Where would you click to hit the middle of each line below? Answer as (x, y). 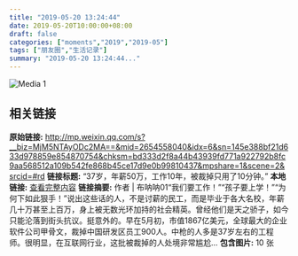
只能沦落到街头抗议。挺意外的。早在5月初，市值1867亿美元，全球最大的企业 (149, 220)
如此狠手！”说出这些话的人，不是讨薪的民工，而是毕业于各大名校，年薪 (155, 198)
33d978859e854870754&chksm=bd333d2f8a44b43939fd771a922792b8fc (148, 156)
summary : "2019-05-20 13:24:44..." (75, 58)
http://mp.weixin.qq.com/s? (95, 136)
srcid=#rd (27, 176)
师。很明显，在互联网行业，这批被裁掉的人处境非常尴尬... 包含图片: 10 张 (142, 242)
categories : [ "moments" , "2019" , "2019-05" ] (89, 42)
